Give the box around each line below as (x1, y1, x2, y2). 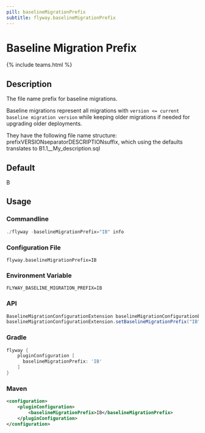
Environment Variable (6, 271, 72, 279)
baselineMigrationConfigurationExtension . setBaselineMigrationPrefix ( (6, 319, 190, 325)
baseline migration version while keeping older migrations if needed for (6, 114, 190, 121)
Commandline (6, 215, 49, 223)
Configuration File (6, 243, 61, 251)
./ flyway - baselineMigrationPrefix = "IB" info (6, 229, 124, 235)
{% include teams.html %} (6, 61, 73, 68)
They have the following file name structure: (6, 132, 117, 139)
